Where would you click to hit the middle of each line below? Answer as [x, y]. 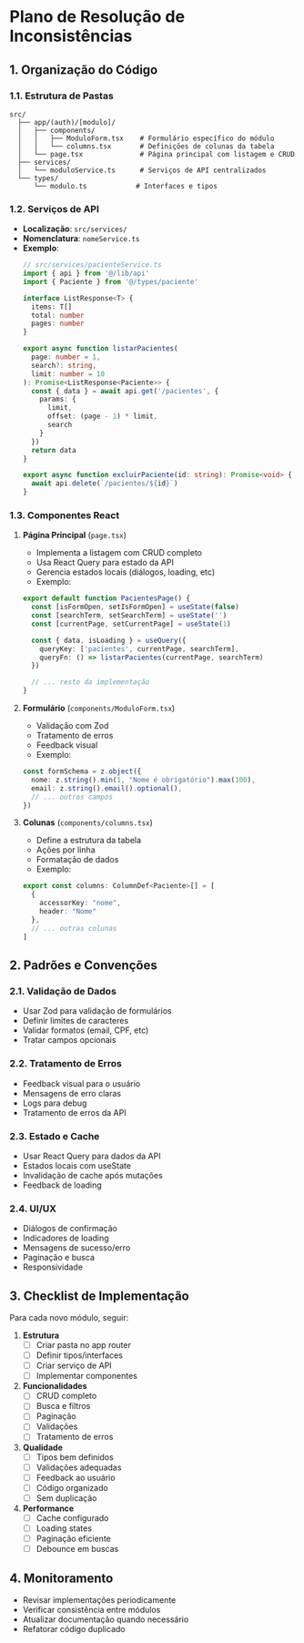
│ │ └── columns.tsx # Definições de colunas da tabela [146, 146]
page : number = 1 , [66, 357]
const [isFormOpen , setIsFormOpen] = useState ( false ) [135, 607]
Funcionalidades [55, 1386]
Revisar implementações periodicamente [99, 1599]
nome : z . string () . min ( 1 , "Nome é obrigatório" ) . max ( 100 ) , [144, 780]
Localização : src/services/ [75, 229]
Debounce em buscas [77, 1549]
